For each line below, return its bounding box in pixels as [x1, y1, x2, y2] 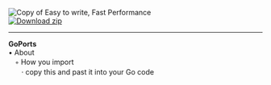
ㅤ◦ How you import [8, 57, 74, 67]
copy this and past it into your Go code [25, 67, 155, 76]
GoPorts [8, 39, 37, 48]
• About [8, 48, 35, 57]
